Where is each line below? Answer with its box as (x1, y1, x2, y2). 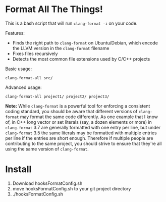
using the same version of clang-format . (5, 145, 89, 152)
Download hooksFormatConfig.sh (12, 180, 83, 186)
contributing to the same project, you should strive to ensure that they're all (5, 140, 162, 146)
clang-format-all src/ (5, 75, 53, 80)
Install (5, 164, 32, 175)
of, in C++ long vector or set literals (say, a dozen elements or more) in (5, 119, 152, 125)
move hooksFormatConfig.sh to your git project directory (12, 185, 131, 191)
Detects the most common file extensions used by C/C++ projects (12, 56, 150, 62)
